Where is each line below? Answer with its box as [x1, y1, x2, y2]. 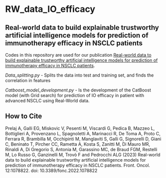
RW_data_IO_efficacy [5, 3, 96, 15]
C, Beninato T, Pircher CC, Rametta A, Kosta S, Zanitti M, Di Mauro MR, [5, 141, 151, 147]
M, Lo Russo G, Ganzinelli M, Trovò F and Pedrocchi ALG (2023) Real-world [5, 152, 161, 158]
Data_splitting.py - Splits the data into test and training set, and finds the [5, 72, 154, 78]
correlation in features [5, 78, 51, 83]
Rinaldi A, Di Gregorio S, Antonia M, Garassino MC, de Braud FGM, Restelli [5, 146, 158, 152]
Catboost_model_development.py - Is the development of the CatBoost [5, 87, 151, 93]
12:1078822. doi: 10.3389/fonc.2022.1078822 [5, 168, 98, 174]
